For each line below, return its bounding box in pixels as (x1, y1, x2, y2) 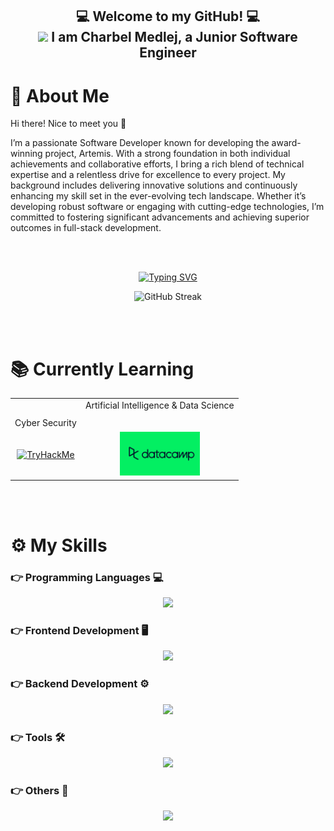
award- (271, 137, 302, 149)
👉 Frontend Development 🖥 (10, 623, 149, 637)
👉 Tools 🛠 (10, 730, 66, 744)
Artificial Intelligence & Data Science (84, 399, 235, 412)
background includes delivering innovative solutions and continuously (10, 179, 298, 192)
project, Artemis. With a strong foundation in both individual (44, 148, 291, 160)
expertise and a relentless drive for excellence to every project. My (10, 169, 286, 181)
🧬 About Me (10, 84, 110, 107)
